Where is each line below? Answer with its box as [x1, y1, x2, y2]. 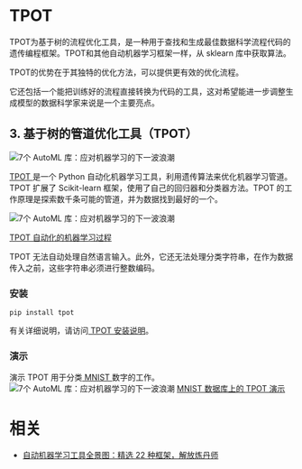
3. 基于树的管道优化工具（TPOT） [9, 126, 198, 142]
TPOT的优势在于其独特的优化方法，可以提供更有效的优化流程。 [9, 67, 244, 78]
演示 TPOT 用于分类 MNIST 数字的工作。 [9, 372, 160, 383]
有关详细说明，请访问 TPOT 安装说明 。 [9, 326, 154, 336]
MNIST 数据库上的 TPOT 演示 [177, 383, 286, 394]
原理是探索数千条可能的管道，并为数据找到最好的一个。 [16, 193, 223, 204]
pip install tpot [9, 308, 75, 317]
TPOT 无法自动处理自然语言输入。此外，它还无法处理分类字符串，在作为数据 [9, 251, 294, 262]
